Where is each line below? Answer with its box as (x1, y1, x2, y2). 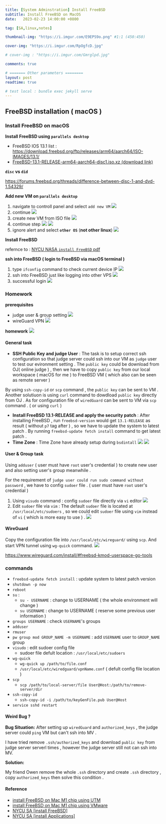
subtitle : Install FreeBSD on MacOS (5, 12, 81, 17)
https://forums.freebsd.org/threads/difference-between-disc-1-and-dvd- (5, 178, 155, 184)
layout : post (5, 75, 32, 80)
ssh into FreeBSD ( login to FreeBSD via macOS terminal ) (5, 256, 125, 262)
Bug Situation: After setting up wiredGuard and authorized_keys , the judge (5, 724, 158, 730)
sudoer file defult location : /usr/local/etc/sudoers (19, 650, 125, 656)
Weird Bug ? (5, 713, 31, 719)
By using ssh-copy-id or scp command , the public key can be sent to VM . (5, 387, 159, 393)
